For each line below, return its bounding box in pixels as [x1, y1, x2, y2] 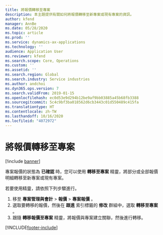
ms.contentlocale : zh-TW [5, 109, 57, 115]
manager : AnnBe [5, 21, 37, 26]
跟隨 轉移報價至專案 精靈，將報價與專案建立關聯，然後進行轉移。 [12, 215, 146, 221]
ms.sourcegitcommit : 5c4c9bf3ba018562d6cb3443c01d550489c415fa [5, 100, 139, 105]
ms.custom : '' [5, 63, 35, 68]
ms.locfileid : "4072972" [5, 118, 57, 123]
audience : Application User [5, 49, 64, 54]
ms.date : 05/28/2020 [5, 26, 48, 31]
